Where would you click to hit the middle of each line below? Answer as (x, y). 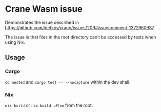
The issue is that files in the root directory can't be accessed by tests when (80, 37)
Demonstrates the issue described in (42, 22)
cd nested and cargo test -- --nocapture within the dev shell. (68, 82)
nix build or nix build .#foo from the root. (49, 105)
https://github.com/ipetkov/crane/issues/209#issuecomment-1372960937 (80, 27)
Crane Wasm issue (44, 9)
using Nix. (15, 42)
